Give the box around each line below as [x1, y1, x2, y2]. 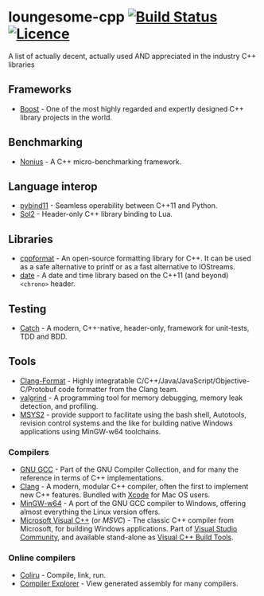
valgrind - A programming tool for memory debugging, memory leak [19, 393, 243, 402]
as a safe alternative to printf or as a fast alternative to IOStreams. [19, 262, 236, 272]
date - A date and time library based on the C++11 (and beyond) [19, 271, 229, 280]
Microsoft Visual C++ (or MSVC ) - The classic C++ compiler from [19, 516, 235, 525]
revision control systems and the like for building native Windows [19, 418, 233, 428]
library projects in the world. [19, 112, 113, 122]
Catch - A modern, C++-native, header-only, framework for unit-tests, [19, 323, 250, 332]
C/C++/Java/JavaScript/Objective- [136, 375, 250, 386]
